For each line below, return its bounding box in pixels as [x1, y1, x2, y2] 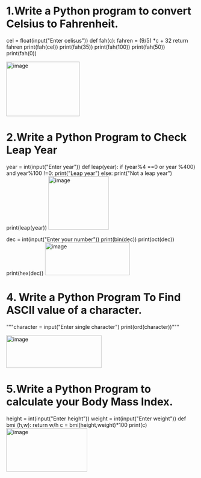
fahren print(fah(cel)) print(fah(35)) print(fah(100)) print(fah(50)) [6, 43, 165, 51]
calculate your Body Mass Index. [6, 395, 173, 408]
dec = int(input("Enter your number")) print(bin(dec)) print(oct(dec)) [6, 236, 175, 243]
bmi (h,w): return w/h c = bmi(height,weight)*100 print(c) [6, 421, 147, 428]
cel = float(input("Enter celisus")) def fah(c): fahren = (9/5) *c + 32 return [6, 37, 188, 44]
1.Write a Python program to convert [6, 4, 191, 18]
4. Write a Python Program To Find [6, 290, 181, 304]
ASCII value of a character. [6, 304, 143, 317]
